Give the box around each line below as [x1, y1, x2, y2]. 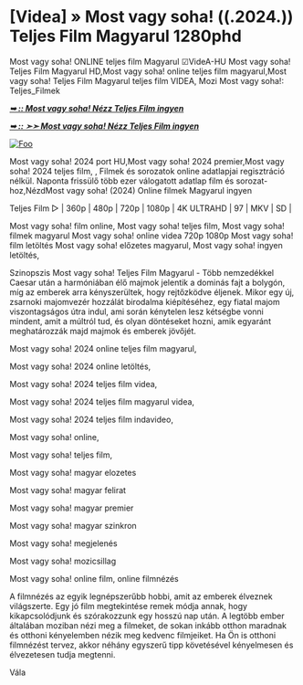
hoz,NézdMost [9, 184, 65, 195]
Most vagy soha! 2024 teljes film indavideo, [9, 414, 173, 425]
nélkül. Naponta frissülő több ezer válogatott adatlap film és [9, 175, 235, 186]
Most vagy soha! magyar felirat [9, 484, 126, 495]
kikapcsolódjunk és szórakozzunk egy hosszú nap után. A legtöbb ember [9, 610, 285, 621]
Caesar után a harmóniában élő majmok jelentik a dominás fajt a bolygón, [9, 277, 286, 288]
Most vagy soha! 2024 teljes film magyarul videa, [9, 395, 194, 407]
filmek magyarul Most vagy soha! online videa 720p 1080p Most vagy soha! [9, 230, 294, 241]
